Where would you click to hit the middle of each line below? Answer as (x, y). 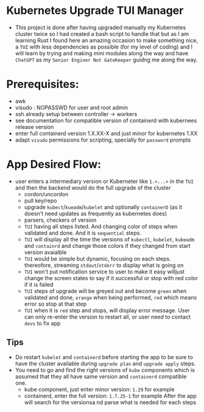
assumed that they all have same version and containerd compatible (101, 376)
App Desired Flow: (54, 164)
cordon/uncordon (46, 194)
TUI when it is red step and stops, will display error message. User (107, 310)
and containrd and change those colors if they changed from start (107, 245)
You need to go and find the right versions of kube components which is (105, 370)
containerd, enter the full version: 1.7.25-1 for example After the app (110, 396)
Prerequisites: (43, 84)
